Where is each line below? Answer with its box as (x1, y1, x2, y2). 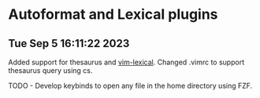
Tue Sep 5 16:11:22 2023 (8, 37, 130, 50)
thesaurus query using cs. (8, 66, 93, 75)
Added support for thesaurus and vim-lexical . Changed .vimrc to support (8, 57, 245, 67)
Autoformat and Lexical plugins (8, 5, 218, 24)
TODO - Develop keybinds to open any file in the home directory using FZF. (8, 81, 253, 90)
